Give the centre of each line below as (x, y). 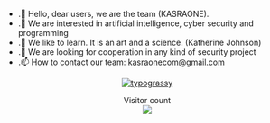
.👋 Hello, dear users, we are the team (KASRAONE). (113, 14)
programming (43, 33)
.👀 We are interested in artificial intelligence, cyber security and (136, 23)
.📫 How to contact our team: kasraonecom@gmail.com (121, 62)
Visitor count (147, 100)
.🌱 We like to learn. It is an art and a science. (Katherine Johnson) (140, 42)
